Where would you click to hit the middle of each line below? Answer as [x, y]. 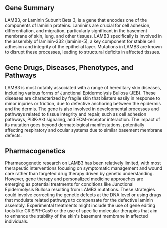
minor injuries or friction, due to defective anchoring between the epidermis [83, 103]
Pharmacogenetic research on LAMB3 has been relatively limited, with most [83, 163]
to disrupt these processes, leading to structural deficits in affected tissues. [83, 52]
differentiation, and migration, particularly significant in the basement [76, 31]
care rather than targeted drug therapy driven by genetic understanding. [79, 174]
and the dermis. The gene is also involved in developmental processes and [82, 109]
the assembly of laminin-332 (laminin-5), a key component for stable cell [80, 41]
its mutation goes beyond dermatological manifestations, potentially [75, 125]
